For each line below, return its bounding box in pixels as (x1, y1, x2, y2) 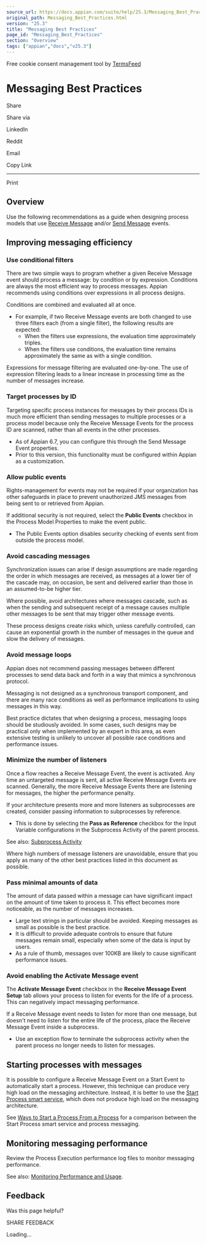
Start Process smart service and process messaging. (6, 1121, 140, 1128)
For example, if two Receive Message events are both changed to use (15, 313, 192, 320)
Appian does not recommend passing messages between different (6, 664, 175, 672)
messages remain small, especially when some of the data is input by (15, 937, 191, 944)
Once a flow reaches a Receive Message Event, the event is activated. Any (6, 770, 195, 777)
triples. (24, 339, 42, 347)
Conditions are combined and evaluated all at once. (6, 301, 137, 309)
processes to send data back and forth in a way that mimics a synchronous (6, 671, 196, 678)
